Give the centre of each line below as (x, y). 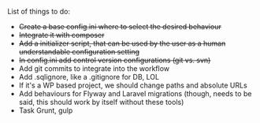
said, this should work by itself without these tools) (101, 102)
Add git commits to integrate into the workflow (94, 69)
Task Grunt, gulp (46, 110)
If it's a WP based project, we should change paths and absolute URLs (133, 85)
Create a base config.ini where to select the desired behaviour (120, 26)
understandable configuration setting (79, 52)
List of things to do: (39, 11)
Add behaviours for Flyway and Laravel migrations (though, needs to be (135, 93)
